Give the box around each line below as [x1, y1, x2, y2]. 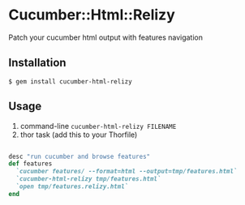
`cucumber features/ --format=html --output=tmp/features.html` [15, 168, 238, 176]
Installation [8, 56, 67, 70]
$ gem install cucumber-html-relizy [8, 77, 132, 86]
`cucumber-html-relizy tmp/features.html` [15, 175, 161, 183]
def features [8, 160, 53, 168]
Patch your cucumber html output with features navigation [8, 32, 203, 42]
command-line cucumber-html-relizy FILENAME [19, 121, 177, 130]
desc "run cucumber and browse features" [8, 152, 151, 160]
